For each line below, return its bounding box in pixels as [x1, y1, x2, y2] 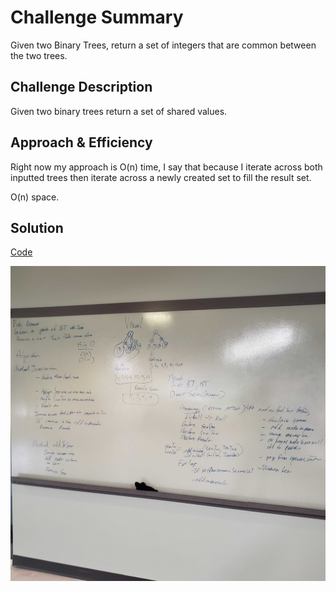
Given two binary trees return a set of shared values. [10, 105, 228, 117]
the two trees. [10, 49, 68, 61]
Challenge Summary [10, 6, 184, 29]
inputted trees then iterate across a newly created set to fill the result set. [10, 171, 312, 183]
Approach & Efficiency [10, 134, 153, 151]
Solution [10, 219, 64, 236]
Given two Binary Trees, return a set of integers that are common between [10, 39, 317, 51]
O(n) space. [10, 191, 60, 203]
